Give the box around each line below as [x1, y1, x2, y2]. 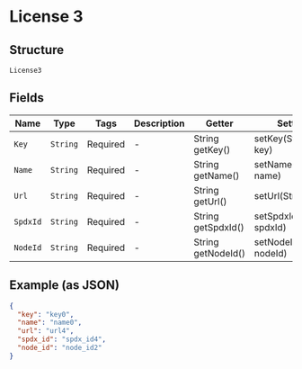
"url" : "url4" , [17, 327, 75, 336]
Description [133, 117, 186, 130]
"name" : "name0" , [17, 318, 83, 328]
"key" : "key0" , [17, 310, 75, 319]
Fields [9, 90, 45, 105]
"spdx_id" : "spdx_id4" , [17, 335, 106, 344]
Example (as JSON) [9, 277, 120, 293]
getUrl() [193, 195, 227, 208]
